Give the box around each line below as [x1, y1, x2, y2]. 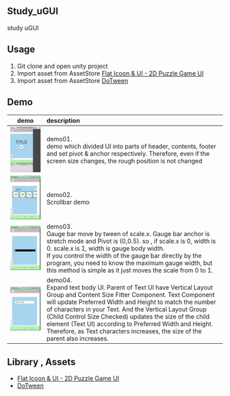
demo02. [47, 190, 73, 198]
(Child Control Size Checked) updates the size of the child [47, 312, 210, 321]
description [47, 116, 80, 124]
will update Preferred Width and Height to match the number [47, 298, 217, 306]
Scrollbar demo [47, 198, 90, 206]
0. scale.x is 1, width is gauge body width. [47, 244, 165, 253]
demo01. [47, 135, 73, 143]
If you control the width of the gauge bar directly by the [47, 252, 202, 260]
